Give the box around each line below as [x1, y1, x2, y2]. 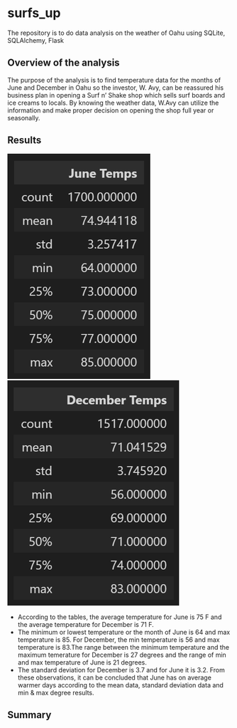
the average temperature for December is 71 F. [17, 620, 154, 628]
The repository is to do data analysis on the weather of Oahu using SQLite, [7, 28, 226, 37]
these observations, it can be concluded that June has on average [17, 673, 211, 682]
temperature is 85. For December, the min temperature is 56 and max [17, 635, 220, 644]
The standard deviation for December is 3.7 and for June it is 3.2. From [17, 665, 225, 674]
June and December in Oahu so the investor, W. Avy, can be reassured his [7, 83, 224, 92]
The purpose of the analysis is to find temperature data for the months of [7, 76, 221, 84]
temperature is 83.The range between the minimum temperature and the [17, 643, 229, 651]
